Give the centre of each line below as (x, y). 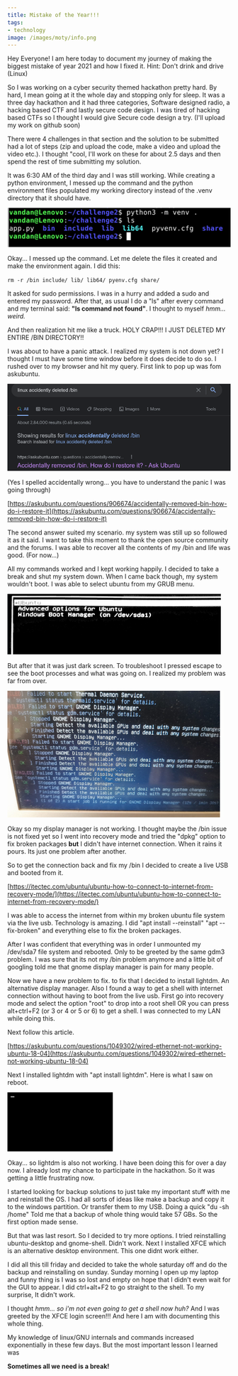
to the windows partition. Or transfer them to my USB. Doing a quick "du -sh (118, 1207)
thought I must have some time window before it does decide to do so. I (112, 359)
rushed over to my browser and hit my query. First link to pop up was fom (114, 367)
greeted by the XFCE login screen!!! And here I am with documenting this (114, 1316)
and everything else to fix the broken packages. (112, 930)
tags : (15, 22)
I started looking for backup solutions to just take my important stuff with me (119, 1192)
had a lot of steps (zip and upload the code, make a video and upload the (114, 146)
